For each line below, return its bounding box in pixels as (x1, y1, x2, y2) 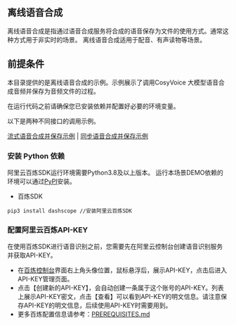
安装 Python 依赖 (7, 151, 65, 160)
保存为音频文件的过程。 (31, 87, 100, 95)
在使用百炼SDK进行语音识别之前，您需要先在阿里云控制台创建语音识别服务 (7, 242, 223, 251)
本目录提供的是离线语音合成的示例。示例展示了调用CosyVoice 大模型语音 (7, 78, 219, 87)
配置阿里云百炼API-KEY (7, 224, 88, 234)
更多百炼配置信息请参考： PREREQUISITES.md (17, 310, 150, 319)
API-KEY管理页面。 (17, 275, 74, 283)
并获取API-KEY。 (7, 251, 58, 260)
